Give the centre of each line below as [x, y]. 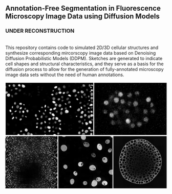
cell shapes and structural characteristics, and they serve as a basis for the [84, 64]
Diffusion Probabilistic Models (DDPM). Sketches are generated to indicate [84, 58]
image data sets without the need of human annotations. [65, 75]
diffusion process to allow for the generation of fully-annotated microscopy [84, 69]
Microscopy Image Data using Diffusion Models [82, 17]
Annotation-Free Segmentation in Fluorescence [83, 8]
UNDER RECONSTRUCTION [40, 31]
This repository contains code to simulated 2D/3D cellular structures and [82, 47]
